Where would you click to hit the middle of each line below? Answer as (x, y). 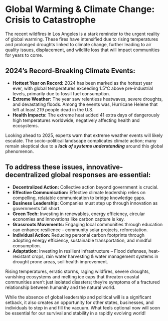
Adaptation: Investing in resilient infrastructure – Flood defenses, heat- (86, 251)
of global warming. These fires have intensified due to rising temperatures (82, 39)
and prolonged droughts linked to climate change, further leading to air (78, 44)
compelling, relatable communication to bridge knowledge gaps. (79, 198)
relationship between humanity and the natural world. (60, 287)
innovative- (105, 167)
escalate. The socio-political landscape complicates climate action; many (81, 140)
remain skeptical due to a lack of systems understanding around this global (84, 146)
